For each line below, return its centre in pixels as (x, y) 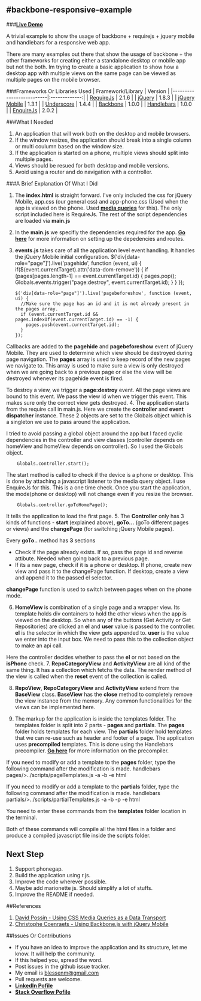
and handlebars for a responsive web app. (58, 42)
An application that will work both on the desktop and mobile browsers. (103, 133)
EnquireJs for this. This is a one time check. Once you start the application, (99, 487)
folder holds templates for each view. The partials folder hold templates (103, 731)
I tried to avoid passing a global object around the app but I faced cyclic (95, 433)
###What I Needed (30, 122)
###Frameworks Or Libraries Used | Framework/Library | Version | (88, 91)
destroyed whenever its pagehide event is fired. (65, 378)
